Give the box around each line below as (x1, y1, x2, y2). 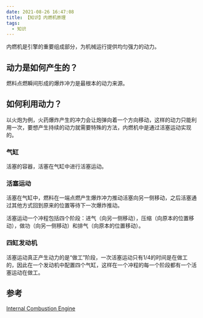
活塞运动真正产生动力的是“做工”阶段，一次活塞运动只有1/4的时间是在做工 (6, 253, 188, 261)
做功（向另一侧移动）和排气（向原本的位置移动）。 (19, 222, 144, 230)
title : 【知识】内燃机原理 (6, 15, 66, 21)
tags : (6, 20, 20, 26)
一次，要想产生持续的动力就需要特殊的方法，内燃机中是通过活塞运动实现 (11, 123, 192, 131)
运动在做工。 (11, 268, 43, 276)
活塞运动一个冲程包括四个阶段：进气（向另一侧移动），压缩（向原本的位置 (6, 215, 189, 222)
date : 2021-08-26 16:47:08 (6, 8, 74, 15)
